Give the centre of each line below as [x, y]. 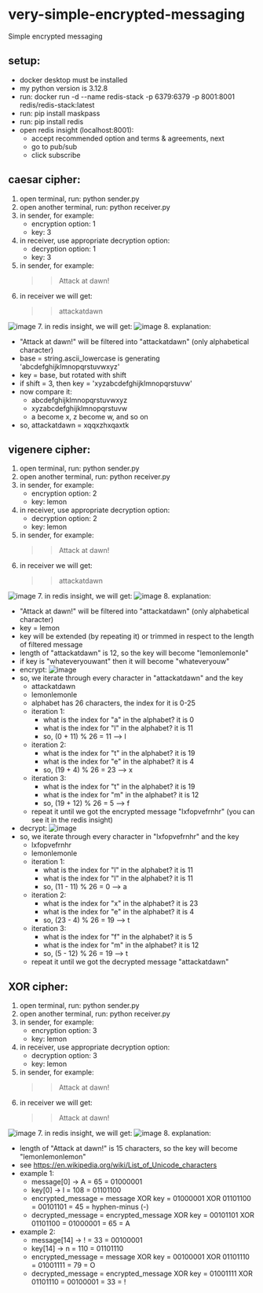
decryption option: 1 [64, 248]
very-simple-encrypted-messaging [127, 15]
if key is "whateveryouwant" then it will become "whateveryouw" [124, 661]
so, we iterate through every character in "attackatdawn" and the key [131, 678]
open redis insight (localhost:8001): [77, 130]
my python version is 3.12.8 [64, 88]
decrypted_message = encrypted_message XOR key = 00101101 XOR [143, 1215]
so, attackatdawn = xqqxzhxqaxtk [74, 425]
